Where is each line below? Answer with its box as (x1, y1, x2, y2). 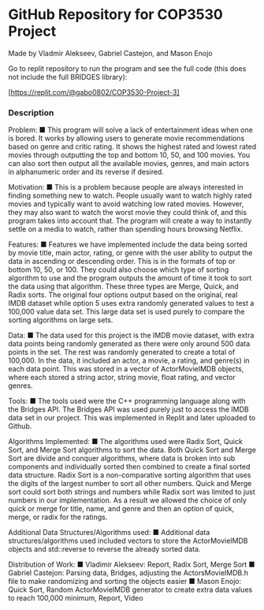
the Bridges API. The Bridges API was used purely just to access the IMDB (8, 405, 250, 414)
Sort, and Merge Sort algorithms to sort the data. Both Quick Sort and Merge (8, 445, 256, 455)
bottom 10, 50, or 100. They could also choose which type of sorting (8, 265, 229, 274)
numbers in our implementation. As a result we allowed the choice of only (8, 495, 247, 505)
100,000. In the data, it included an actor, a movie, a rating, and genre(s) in (8, 356, 250, 365)
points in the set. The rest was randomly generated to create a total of (8, 348, 236, 357)
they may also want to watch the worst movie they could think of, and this (8, 208, 247, 217)
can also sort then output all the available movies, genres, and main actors (8, 159, 250, 168)
